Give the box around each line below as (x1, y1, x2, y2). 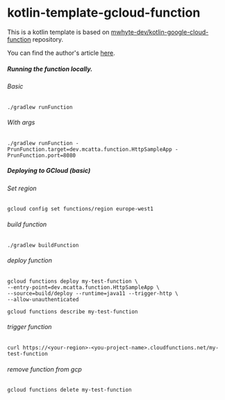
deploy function (7, 256, 53, 265)
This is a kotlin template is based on (7, 28, 110, 36)
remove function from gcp (7, 365, 82, 373)
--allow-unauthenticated (7, 296, 79, 303)
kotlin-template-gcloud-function (7, 5, 201, 21)
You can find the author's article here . (7, 49, 116, 57)
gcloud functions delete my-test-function (7, 387, 132, 394)
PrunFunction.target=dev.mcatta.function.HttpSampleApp (7, 146, 172, 153)
